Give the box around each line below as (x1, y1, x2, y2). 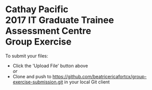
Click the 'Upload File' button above (12, 63, 88, 69)
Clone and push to (12, 73, 52, 79)
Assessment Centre (5, 25, 92, 37)
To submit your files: (5, 52, 48, 59)
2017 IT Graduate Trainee (5, 14, 114, 26)
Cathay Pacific (5, 4, 69, 15)
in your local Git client (64, 79, 110, 85)
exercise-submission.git (12, 79, 63, 85)
